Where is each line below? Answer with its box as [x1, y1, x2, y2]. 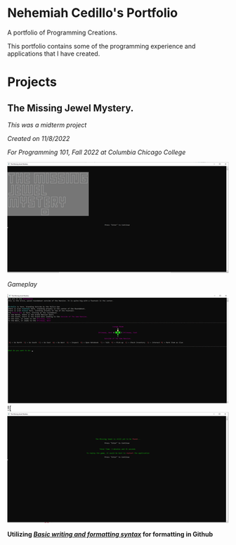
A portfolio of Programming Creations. [7, 28, 118, 37]
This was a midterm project [7, 120, 87, 129]
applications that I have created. [7, 49, 100, 58]
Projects [7, 74, 58, 90]
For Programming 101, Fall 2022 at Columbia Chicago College [7, 148, 186, 156]
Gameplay [7, 280, 37, 289]
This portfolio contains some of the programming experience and [7, 42, 196, 50]
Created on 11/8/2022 [7, 134, 70, 142]
